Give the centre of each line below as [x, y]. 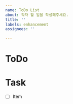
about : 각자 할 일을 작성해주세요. [37, 15]
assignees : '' [20, 29]
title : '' [16, 19]
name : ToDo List [22, 10]
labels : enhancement [27, 24]
